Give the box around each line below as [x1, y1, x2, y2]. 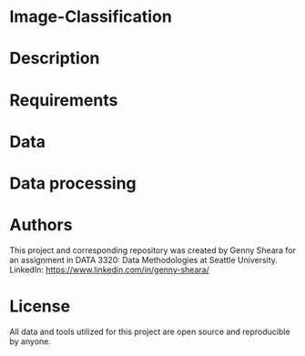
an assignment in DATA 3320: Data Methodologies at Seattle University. [9, 254, 278, 265]
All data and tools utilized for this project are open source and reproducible [9, 326, 290, 337]
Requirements [9, 89, 118, 110]
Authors [9, 215, 73, 236]
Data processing [9, 173, 137, 193]
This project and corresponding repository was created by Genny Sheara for [9, 244, 297, 256]
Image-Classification [9, 6, 173, 27]
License [9, 296, 71, 317]
